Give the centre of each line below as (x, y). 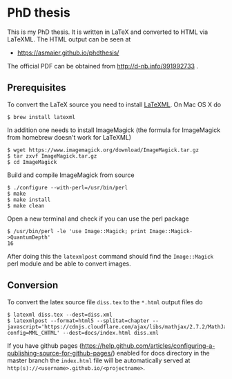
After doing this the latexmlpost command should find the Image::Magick (110, 256)
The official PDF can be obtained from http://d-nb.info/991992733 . (103, 66)
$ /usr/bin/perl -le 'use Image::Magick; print (77, 231)
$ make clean (26, 205)
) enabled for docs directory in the (162, 353)
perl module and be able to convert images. (69, 264)
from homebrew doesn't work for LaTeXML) (69, 137)
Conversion (33, 285)
